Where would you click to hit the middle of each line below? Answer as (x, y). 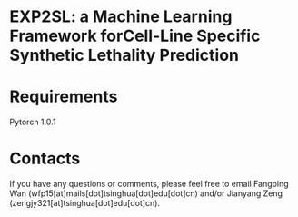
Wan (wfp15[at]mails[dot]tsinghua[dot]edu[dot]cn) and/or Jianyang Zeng (146, 193)
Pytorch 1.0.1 (33, 122)
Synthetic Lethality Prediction (124, 55)
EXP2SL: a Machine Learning (121, 17)
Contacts (45, 158)
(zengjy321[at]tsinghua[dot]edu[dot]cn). (85, 203)
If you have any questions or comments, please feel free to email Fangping (149, 184)
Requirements (64, 97)
